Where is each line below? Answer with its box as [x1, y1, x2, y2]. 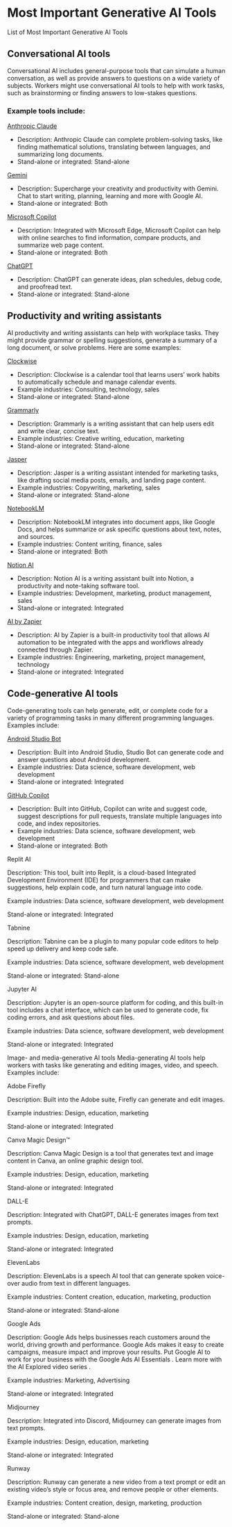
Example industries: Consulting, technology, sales [17, 385, 160, 394]
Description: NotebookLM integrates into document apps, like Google [17, 517, 215, 526]
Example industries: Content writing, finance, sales [17, 540, 163, 548]
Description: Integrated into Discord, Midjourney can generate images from [7, 1416, 222, 1425]
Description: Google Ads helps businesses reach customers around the [7, 1333, 211, 1341]
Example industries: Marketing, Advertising [7, 1375, 130, 1384]
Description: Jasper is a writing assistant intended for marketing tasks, [17, 468, 219, 477]
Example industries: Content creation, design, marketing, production [7, 1498, 202, 1507]
